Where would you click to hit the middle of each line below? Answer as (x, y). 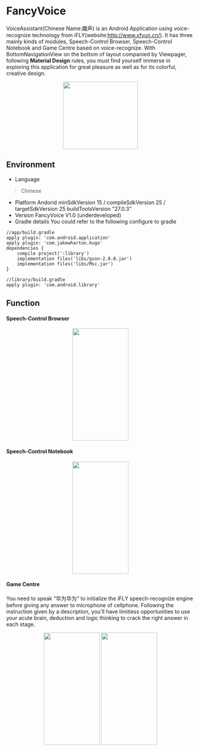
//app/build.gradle (30, 232)
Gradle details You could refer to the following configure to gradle (96, 221)
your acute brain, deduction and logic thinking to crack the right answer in (97, 617)
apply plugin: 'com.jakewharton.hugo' (54, 243)
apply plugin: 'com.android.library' (53, 285)
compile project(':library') (53, 253)
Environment (31, 165)
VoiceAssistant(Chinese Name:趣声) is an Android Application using (89, 28)
